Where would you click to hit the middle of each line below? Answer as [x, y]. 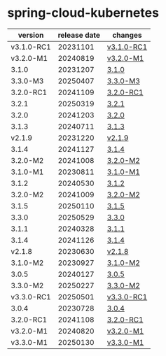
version [31, 35]
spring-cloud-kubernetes [83, 13]
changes [127, 35]
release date [79, 35]
